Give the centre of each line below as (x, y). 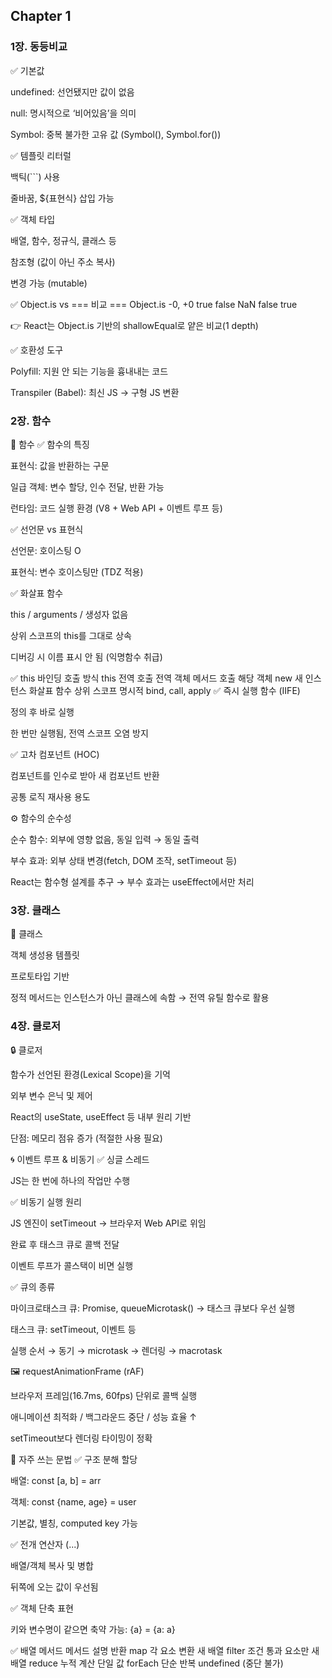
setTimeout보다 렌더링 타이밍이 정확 (81, 1438)
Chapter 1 (41, 16)
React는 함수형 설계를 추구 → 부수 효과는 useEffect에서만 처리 (132, 881)
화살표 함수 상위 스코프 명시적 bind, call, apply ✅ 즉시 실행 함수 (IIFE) (164, 690)
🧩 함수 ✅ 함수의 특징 (50, 444)
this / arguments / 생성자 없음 (69, 614)
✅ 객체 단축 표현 (42, 1608)
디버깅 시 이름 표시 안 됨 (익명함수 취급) (86, 656)
